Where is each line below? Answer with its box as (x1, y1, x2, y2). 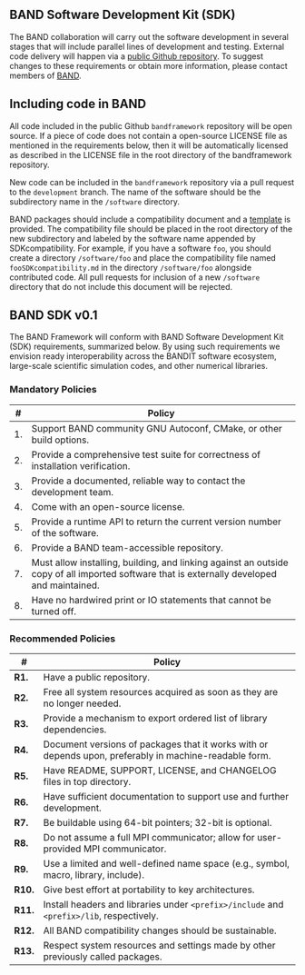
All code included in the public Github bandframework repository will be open (9, 120, 292, 131)
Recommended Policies (9, 632, 116, 644)
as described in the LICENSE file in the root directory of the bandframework (9, 149, 292, 160)
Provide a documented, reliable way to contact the (31, 474, 246, 487)
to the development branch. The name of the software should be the (9, 186, 261, 197)
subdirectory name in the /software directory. (9, 195, 180, 207)
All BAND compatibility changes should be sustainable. (43, 924, 277, 937)
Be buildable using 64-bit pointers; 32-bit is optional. (43, 817, 272, 830)
